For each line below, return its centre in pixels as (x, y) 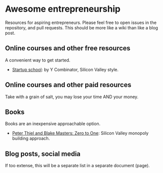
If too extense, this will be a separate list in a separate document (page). (77, 166)
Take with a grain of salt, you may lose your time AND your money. (72, 97)
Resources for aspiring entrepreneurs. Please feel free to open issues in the (81, 22)
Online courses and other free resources (68, 48)
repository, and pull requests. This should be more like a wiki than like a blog (81, 27)
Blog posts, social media (43, 154)
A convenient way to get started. (38, 60)
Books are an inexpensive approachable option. (53, 124)
